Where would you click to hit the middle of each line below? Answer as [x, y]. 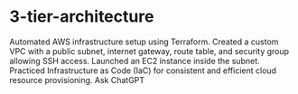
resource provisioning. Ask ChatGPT [77, 80]
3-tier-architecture [82, 17]
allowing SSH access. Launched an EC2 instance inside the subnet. [135, 61]
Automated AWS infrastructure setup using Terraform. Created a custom [144, 42]
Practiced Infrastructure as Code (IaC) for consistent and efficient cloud [143, 70]
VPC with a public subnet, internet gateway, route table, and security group [149, 51]
